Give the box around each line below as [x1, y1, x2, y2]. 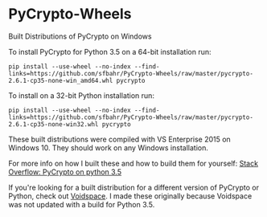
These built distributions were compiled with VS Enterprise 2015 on [8, 134, 231, 144]
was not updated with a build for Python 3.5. [8, 199, 155, 209]
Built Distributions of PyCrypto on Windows [8, 31, 152, 41]
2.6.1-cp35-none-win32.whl [8, 120, 99, 129]
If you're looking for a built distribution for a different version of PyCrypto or [8, 182, 260, 192]
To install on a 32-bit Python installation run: [8, 90, 155, 100]
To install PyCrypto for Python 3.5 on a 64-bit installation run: [8, 47, 212, 56]
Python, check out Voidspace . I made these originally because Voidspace [8, 190, 253, 201]
